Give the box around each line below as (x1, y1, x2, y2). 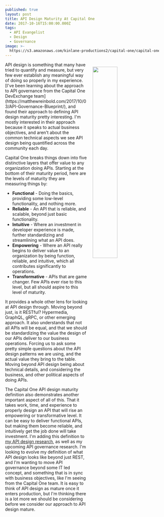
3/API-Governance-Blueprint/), (5, 103, 67, 109)
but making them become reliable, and (5, 423, 82, 429)
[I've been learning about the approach (5, 82, 84, 88)
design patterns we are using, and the (5, 351, 82, 357)
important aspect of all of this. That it (5, 397, 80, 403)
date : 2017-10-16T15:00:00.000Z (5, 21, 71, 26)
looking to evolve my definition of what (5, 449, 83, 455)
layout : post (5, 12, 32, 17)
